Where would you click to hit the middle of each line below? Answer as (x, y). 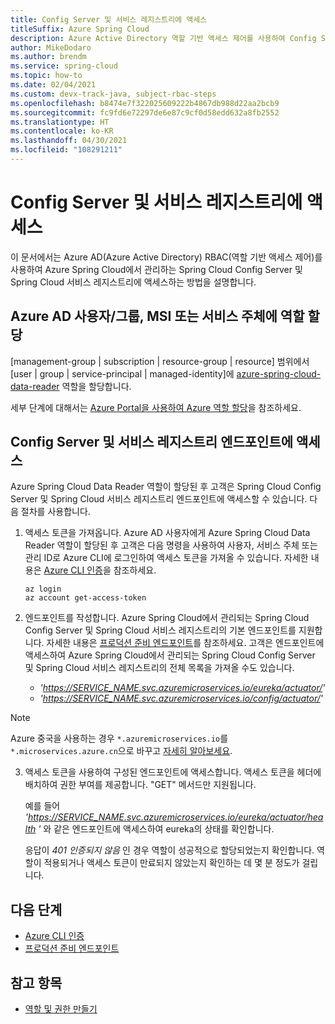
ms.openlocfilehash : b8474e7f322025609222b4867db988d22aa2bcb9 (145, 103)
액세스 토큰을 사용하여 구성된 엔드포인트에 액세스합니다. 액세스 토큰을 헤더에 (173, 772)
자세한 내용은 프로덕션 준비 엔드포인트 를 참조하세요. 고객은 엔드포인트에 (185, 643)
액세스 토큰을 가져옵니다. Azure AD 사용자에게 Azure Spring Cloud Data (167, 533)
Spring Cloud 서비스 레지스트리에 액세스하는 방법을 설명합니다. (133, 282)
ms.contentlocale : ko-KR (62, 131)
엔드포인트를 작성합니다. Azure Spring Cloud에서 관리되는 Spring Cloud (167, 618)
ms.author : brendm (48, 57)
